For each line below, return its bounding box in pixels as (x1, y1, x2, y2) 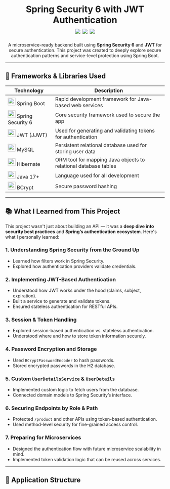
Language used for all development (55, 172, 139, 179)
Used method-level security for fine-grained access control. (12, 421, 138, 428)
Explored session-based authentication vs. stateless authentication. (12, 328, 154, 334)
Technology (14, 87, 44, 94)
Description (94, 87, 123, 94)
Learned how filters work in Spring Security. (12, 258, 105, 264)
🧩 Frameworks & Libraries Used (5, 72, 106, 80)
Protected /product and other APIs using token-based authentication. (12, 416, 157, 422)
